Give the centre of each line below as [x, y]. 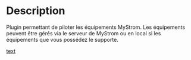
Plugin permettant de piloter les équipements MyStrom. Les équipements [96, 27]
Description [36, 11]
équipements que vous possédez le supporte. [62, 39]
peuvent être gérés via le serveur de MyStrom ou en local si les [84, 33]
